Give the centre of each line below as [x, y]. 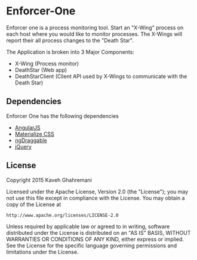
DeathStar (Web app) [41, 69]
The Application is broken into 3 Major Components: [70, 52]
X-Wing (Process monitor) [47, 64]
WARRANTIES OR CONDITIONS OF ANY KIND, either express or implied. [95, 239]
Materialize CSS [35, 134]
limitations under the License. [42, 252]
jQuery [23, 146]
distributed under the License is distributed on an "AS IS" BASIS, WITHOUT [98, 232]
